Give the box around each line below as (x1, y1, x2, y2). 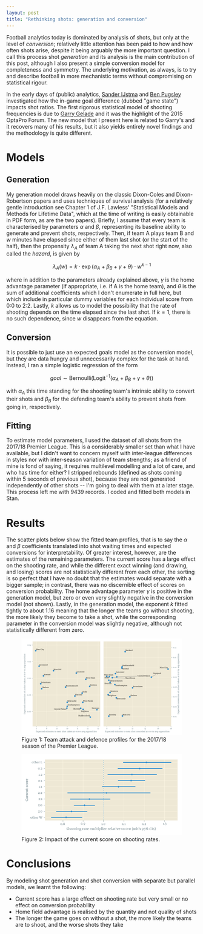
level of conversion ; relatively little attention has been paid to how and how (6, 40, 193, 47)
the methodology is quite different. (6, 129, 93, 137)
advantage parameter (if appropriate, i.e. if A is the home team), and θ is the (6, 282, 196, 289)
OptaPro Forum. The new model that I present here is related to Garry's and (6, 116, 195, 124)
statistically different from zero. (6, 626, 85, 634)
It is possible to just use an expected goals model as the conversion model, (6, 348, 194, 356)
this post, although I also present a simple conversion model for (6, 59, 165, 67)
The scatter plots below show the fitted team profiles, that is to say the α (6, 536, 188, 543)
